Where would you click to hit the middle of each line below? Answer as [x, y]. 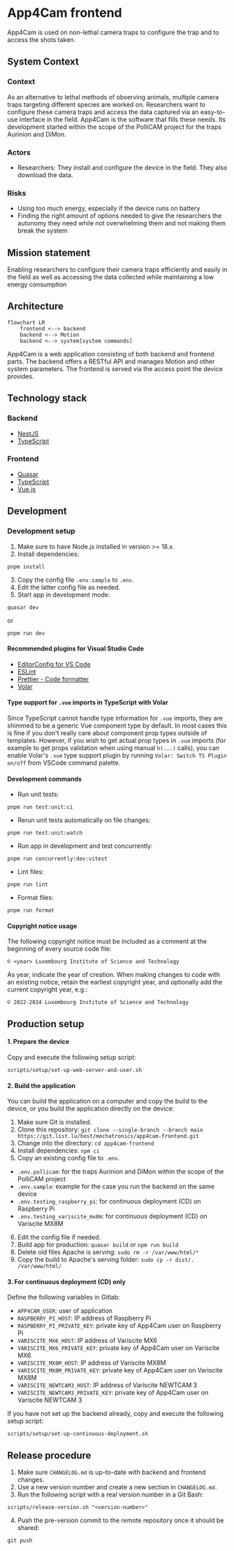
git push [20, 1541]
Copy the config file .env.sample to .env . [75, 580]
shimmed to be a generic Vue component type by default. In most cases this [117, 725]
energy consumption [37, 284]
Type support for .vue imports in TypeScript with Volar [88, 702]
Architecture [36, 306]
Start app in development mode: [64, 594]
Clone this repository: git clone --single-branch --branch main [110, 1129]
